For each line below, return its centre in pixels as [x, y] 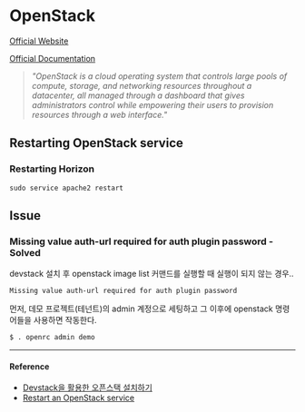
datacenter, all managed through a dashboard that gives [138, 95]
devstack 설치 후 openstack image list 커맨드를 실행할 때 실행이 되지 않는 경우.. [152, 274]
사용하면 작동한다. [65, 320]
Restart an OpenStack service [79, 398]
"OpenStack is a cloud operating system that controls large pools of [159, 76]
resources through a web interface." [99, 114]
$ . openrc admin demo [52, 338]
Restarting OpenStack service [96, 143]
